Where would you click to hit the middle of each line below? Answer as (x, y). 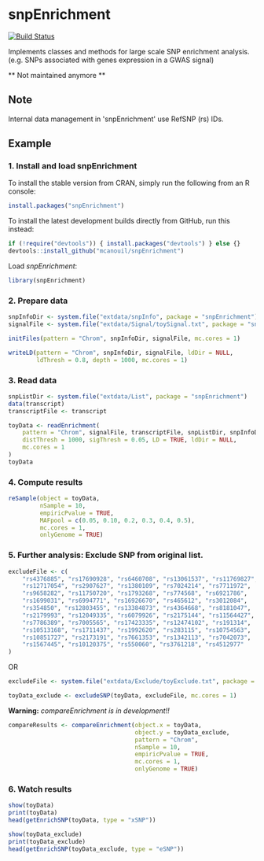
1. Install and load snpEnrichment (73, 166)
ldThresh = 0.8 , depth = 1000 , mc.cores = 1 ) (112, 360)
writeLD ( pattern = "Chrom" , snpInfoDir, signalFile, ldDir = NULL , (121, 353)
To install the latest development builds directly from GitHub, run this (119, 221)
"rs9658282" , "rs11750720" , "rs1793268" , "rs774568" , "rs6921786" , (135, 593)
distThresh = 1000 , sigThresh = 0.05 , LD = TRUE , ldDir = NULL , (130, 440)
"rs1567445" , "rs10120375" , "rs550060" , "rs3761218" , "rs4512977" (133, 645)
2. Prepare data (38, 301)
